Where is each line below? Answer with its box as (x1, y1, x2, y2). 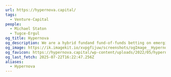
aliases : (5, 59, 24, 64)
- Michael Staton (10, 26, 47, 31)
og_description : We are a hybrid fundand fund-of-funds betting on (5, 41, 152, 46)
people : (5, 21, 22, 27)
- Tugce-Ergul (10, 31, 40, 36)
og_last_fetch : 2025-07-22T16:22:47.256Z (5, 54, 95, 60)
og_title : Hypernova (5, 36, 49, 41)
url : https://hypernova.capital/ (5, 7, 76, 13)
